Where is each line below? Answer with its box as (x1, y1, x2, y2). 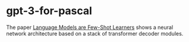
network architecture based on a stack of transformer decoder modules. (6, 30, 184, 37)
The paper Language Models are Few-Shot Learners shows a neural (6, 24, 174, 31)
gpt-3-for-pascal (6, 4, 92, 18)
